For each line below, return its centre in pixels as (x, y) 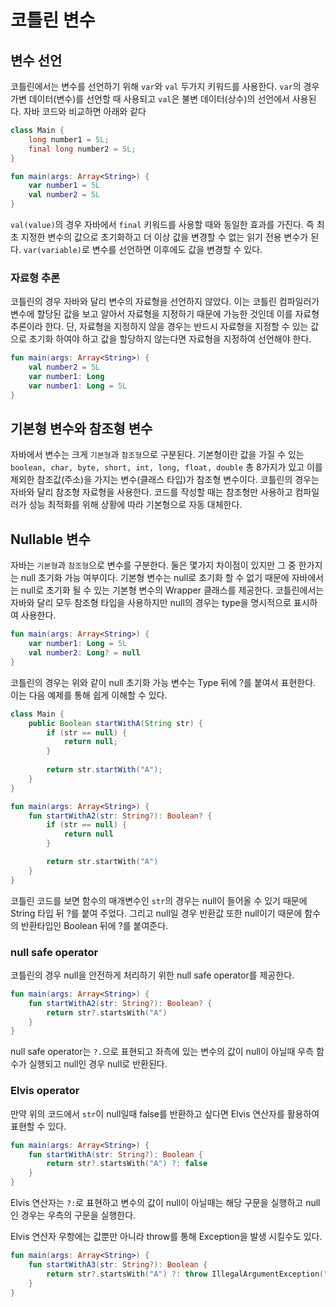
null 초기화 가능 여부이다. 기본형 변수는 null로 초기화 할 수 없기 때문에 (155, 578)
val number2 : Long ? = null (84, 653)
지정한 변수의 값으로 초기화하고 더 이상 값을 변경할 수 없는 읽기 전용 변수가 (164, 237)
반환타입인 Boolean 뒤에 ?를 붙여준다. (94, 925)
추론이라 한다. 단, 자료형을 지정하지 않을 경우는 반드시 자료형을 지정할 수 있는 (159, 327)
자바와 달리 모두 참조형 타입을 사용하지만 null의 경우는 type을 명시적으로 (151, 603)
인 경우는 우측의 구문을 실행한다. (73, 1215)
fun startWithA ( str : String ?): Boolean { (115, 1154)
